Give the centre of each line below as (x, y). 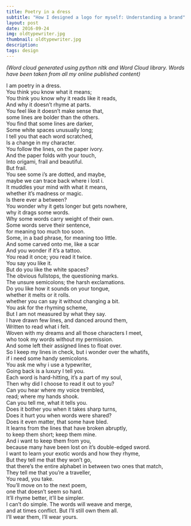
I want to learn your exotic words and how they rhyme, (73, 453)
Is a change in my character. (41, 142)
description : (22, 45)
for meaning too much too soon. (46, 231)
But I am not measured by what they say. (56, 313)
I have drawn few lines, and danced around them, (67, 320)
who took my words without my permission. (60, 339)
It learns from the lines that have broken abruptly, (67, 428)
